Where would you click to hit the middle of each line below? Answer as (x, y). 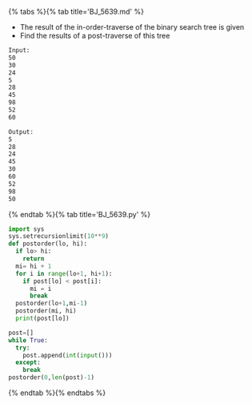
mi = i (40, 289)
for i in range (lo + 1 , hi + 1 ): (64, 273)
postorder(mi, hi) (46, 311)
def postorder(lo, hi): (48, 244)
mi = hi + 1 (34, 266)
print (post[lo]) (42, 318)
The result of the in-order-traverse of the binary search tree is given (132, 27)
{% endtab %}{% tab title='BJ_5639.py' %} (80, 214)
